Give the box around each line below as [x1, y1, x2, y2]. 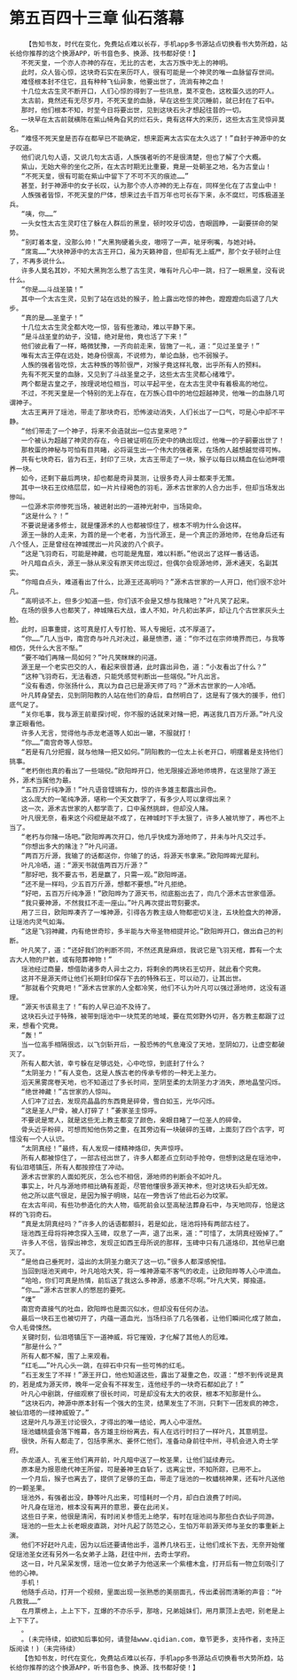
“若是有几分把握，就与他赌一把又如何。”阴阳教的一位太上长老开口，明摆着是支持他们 [20, 747, 284, 756]
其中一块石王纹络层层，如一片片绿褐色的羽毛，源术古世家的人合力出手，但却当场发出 [20, 483, 285, 492]
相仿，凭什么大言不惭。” [9, 643, 83, 653]
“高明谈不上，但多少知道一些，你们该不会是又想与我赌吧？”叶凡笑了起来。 [20, 596, 254, 605]
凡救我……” [9, 1596, 42, 1606]
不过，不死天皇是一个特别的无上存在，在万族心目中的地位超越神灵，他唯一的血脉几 [20, 388, 279, 398]
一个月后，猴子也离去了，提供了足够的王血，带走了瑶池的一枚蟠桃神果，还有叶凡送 [20, 1474, 279, 1484]
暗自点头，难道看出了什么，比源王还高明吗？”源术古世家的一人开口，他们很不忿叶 [31, 577, 286, 586]
